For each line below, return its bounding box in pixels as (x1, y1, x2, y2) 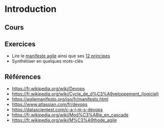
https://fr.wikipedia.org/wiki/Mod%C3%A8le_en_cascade (11, 112, 129, 118)
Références (4, 73, 41, 81)
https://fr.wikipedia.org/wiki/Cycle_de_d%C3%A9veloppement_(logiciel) (11, 91, 159, 97)
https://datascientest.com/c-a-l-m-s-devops (11, 107, 103, 113)
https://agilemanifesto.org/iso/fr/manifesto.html (11, 96, 109, 102)
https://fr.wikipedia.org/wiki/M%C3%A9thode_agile (11, 117, 117, 123)
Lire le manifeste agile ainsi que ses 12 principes (11, 53, 111, 59)
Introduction (4, 3, 57, 15)
